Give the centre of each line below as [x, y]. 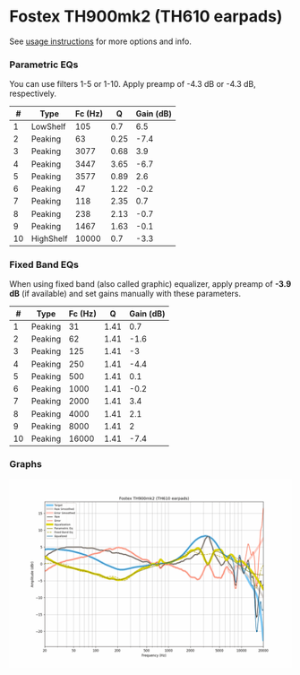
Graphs [26, 464]
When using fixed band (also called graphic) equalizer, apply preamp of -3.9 [150, 284]
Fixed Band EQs [44, 264]
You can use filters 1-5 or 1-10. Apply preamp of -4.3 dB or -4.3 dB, [133, 84]
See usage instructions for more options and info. [101, 41]
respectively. [33, 94]
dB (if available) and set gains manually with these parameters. [125, 294]
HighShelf [49, 238]
